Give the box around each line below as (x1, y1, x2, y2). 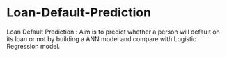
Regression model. (6, 42, 61, 50)
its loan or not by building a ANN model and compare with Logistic (6, 34, 196, 43)
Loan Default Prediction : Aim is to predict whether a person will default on (6, 27, 220, 36)
